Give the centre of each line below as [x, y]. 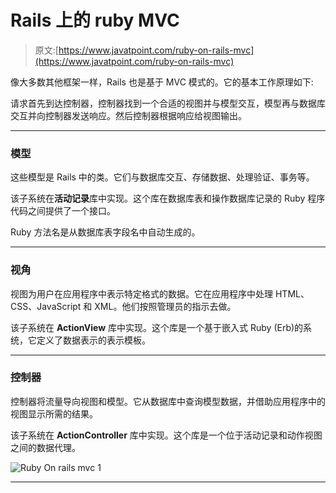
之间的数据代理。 [45, 447]
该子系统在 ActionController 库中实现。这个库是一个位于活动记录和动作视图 [166, 435]
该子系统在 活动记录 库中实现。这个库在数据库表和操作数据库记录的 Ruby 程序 [168, 198]
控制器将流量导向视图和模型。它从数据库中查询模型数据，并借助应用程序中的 [168, 401]
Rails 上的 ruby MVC [95, 20]
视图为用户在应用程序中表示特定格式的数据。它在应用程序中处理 [141, 293]
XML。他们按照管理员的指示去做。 [165, 306]
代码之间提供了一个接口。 [63, 211]
